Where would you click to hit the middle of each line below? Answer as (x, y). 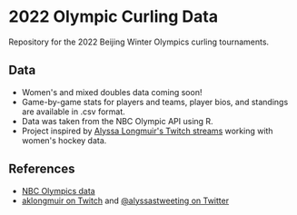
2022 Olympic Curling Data (114, 17)
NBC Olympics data (59, 191)
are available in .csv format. (74, 112)
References (42, 169)
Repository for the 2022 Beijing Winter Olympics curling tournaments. (139, 42)
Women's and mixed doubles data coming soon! (112, 92)
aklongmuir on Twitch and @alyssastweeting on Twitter (125, 200)
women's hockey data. (64, 140)
